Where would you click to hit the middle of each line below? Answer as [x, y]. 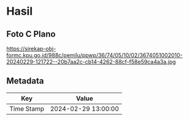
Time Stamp [27, 109]
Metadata [25, 81]
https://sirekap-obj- [31, 49]
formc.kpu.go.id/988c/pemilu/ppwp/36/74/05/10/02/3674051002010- [94, 55]
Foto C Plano [31, 34]
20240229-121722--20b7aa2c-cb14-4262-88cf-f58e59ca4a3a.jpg [91, 62]
